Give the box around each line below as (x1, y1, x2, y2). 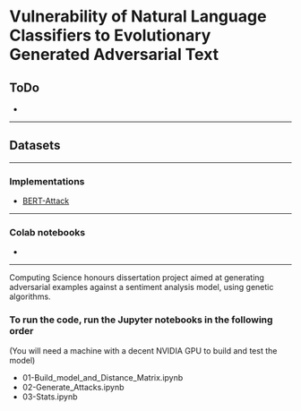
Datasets (9, 138, 61, 153)
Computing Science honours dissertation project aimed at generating (9, 272, 264, 283)
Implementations (9, 175, 85, 187)
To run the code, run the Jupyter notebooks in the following (9, 313, 273, 326)
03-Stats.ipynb (21, 391, 78, 402)
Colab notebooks (9, 227, 86, 239)
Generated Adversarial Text (9, 45, 219, 64)
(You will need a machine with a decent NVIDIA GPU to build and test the (9, 345, 278, 355)
